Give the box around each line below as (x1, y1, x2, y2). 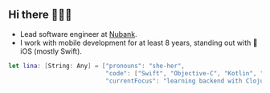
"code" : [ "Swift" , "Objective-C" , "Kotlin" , (105, 69, 257, 77)
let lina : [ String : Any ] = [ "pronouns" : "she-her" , (8, 62, 185, 70)
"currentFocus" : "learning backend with (105, 77, 243, 85)
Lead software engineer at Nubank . (19, 29, 138, 38)
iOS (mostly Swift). (19, 46, 83, 56)
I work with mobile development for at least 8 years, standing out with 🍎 (19, 38, 258, 47)
